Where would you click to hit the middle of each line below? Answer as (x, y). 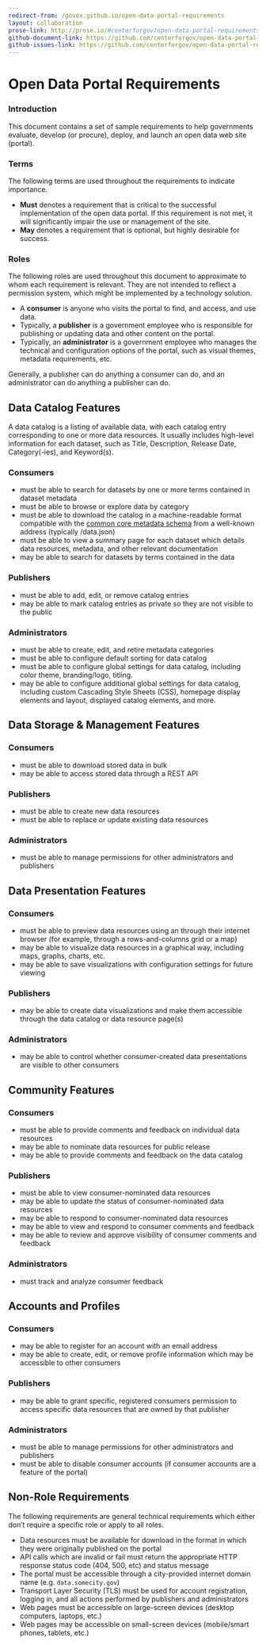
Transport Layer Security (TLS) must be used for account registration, (133, 1590)
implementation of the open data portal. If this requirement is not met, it (136, 213)
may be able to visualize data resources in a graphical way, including (131, 947)
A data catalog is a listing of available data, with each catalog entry (118, 427)
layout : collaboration (46, 23)
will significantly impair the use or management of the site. (115, 221)
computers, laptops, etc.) (61, 1616)
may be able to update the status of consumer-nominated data (122, 1201)
